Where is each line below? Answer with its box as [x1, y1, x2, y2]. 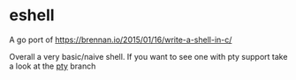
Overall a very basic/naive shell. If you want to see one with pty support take [9, 51, 288, 62]
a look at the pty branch [9, 61, 96, 71]
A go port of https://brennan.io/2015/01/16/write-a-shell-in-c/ [9, 34, 232, 45]
